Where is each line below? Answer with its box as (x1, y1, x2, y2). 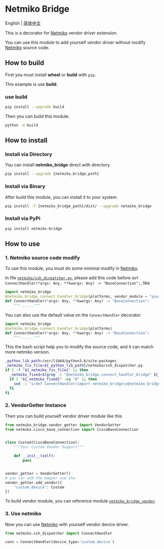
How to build (5, 59, 44, 67)
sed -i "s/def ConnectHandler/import (14, 381, 91, 386)
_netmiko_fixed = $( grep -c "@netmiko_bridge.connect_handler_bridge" (9, 372, 152, 377)
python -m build (5, 123, 38, 127)
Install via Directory (5, 151, 53, 158)
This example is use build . (5, 81, 58, 87)
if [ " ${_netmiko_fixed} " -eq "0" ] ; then (9, 377, 97, 381)
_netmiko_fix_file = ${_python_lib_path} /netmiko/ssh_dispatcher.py (5, 363, 143, 368)
